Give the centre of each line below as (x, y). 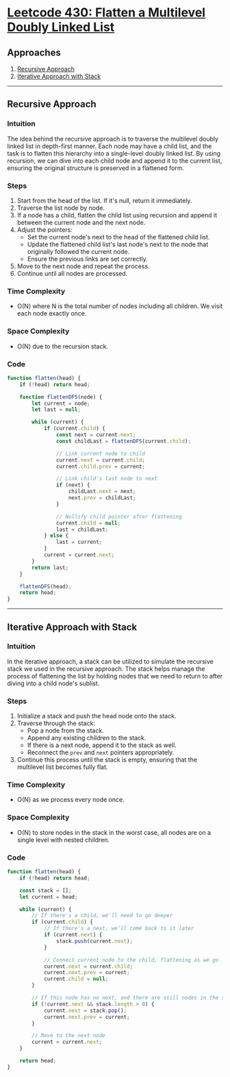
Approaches (34, 52)
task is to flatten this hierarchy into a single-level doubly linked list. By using (114, 153)
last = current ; (79, 542)
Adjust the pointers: (45, 229)
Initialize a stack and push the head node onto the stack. (97, 716)
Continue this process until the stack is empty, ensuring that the (107, 760)
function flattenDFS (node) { (61, 397)
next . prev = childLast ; (102, 498)
